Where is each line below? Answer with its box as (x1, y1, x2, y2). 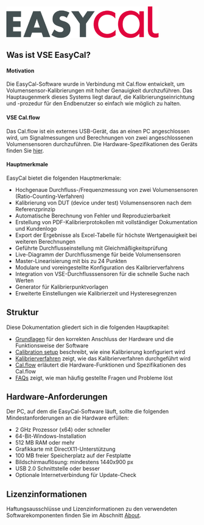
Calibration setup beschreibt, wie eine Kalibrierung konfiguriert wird (15, 348, 186, 356)
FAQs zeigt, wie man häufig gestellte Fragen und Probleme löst (15, 374, 173, 381)
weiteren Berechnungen (15, 238, 76, 245)
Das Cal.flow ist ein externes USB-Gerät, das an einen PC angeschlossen (6, 127, 190, 135)
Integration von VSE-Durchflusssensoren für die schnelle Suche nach (15, 270, 190, 277)
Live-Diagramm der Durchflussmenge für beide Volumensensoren (15, 250, 181, 258)
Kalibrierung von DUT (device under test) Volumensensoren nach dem (15, 199, 192, 206)
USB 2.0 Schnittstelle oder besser (15, 465, 100, 472)
